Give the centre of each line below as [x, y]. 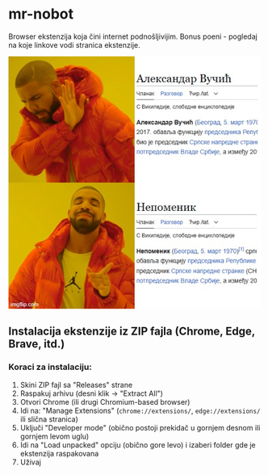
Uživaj [31, 462]
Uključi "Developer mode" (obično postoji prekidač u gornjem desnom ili [140, 427]
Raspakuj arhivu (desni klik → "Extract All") [92, 393]
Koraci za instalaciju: [50, 367]
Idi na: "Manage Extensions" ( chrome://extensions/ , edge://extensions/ [140, 410]
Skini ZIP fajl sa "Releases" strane [76, 385]
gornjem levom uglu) [54, 436]
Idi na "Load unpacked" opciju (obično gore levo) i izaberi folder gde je [138, 444]
